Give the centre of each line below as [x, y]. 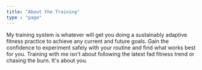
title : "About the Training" [43, 12]
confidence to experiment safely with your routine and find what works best [101, 47]
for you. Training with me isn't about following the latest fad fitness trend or [100, 54]
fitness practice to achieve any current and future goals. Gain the [88, 41]
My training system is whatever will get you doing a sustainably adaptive [97, 34]
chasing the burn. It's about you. [47, 60]
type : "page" [24, 17]
